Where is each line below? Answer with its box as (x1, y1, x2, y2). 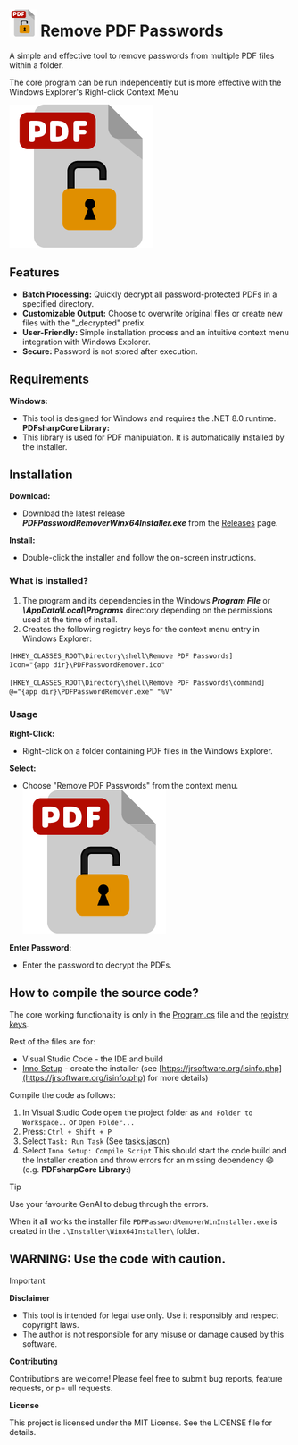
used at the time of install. (21, 613, 118, 625)
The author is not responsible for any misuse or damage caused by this (21, 1329, 285, 1339)
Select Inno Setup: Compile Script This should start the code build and (21, 1145, 287, 1155)
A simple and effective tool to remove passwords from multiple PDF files (9, 50, 275, 61)
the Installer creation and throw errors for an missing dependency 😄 (21, 1154, 275, 1165)
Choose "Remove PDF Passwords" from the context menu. (21, 780, 239, 790)
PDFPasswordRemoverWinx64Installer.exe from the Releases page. (21, 518, 278, 528)
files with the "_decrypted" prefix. (21, 317, 147, 328)
